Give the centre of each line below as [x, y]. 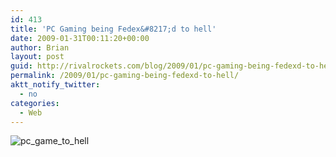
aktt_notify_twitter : [55, 85]
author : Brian [40, 47]
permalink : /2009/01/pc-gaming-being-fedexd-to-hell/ [125, 76]
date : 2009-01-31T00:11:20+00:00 [80, 38]
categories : [35, 103]
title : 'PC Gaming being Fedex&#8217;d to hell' [113, 29]
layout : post [37, 57]
